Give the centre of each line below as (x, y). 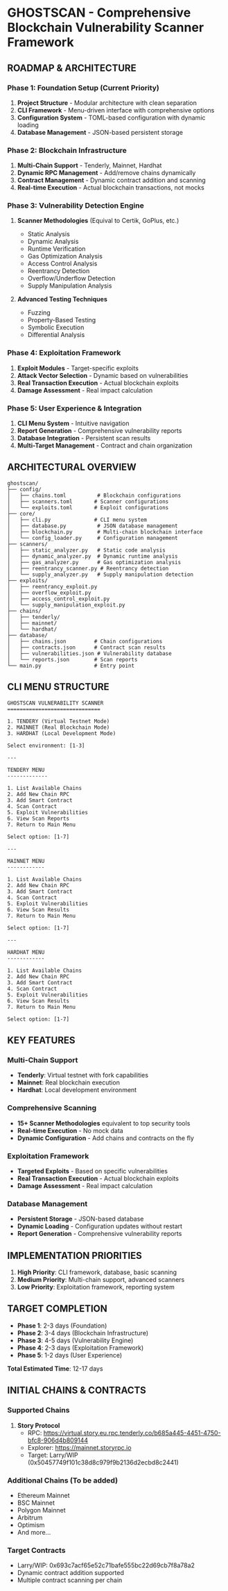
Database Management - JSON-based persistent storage (100, 132)
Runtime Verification (56, 249)
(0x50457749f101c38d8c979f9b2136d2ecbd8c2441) (103, 1462)
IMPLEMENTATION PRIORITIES (74, 1255)
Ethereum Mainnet (44, 1495)
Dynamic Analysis (53, 242)
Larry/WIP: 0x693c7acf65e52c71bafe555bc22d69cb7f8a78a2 (106, 1565)
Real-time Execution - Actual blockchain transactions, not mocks (111, 188)
